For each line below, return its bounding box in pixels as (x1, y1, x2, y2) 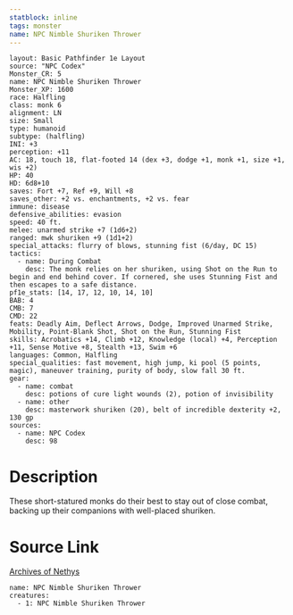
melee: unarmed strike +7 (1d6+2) (9, 226, 138, 235)
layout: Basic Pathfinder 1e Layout (9, 54, 146, 63)
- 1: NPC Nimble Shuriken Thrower (17, 599, 146, 608)
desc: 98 (25, 436, 58, 446)
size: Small (9, 117, 54, 126)
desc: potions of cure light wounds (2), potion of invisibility (25, 390, 274, 399)
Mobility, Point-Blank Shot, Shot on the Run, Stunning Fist (9, 328, 242, 337)
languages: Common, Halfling (9, 351, 118, 360)
